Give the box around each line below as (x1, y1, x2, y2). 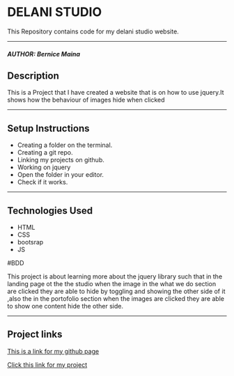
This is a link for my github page (7, 347, 100, 355)
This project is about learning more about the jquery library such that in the (7, 272, 223, 281)
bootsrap (17, 237, 44, 246)
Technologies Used (7, 205, 93, 217)
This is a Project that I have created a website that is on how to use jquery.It (7, 88, 224, 97)
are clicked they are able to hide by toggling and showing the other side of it (7, 287, 226, 295)
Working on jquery (17, 163, 71, 171)
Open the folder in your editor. (17, 171, 104, 179)
